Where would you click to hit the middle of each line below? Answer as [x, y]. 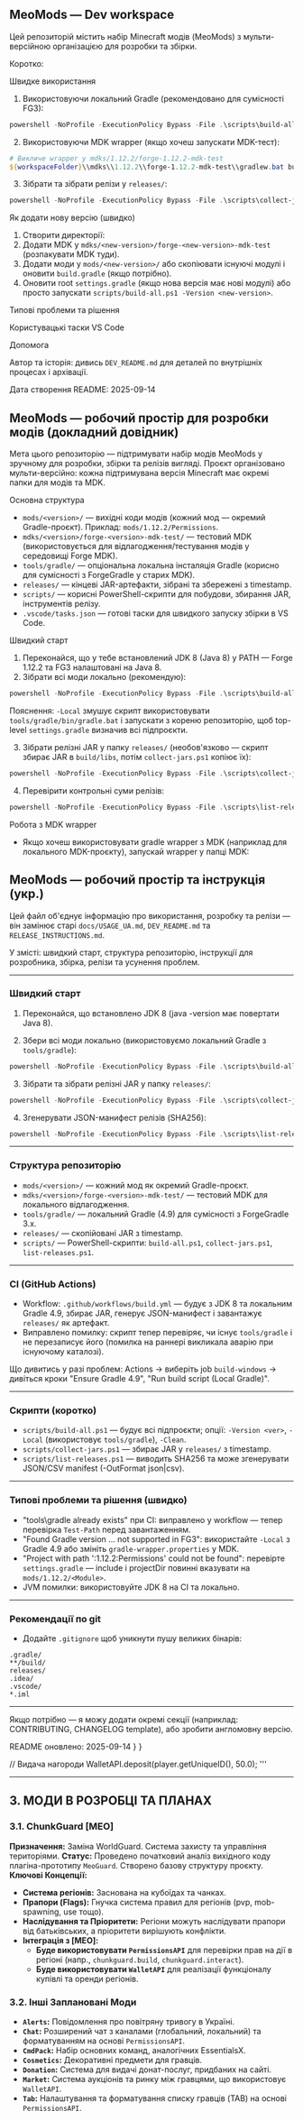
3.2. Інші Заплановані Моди [73, 2002]
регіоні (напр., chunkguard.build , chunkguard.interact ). [140, 1959]
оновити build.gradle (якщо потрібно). [97, 273]
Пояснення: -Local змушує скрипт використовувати [110, 711]
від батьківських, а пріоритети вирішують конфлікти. [124, 1931]
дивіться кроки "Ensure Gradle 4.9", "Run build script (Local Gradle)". [140, 1379]
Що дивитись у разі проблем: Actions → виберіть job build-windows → [143, 1369]
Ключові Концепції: [48, 1875]
